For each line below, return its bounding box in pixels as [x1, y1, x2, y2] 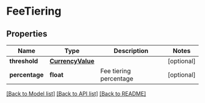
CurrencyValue [49, 57, 95, 65]
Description [113, 47, 148, 55]
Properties [6, 29, 48, 39]
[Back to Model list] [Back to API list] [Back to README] [6, 90, 146, 97]
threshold [9, 57, 38, 65]
